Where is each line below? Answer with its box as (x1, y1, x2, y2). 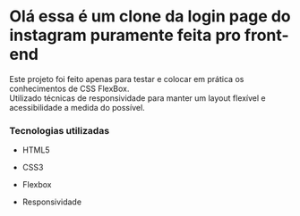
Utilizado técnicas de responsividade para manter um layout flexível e (9, 92, 266, 104)
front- (244, 25, 289, 46)
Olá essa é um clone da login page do (9, 6, 291, 27)
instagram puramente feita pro (9, 25, 242, 46)
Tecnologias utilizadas (9, 124, 110, 137)
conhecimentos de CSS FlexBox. (9, 83, 130, 94)
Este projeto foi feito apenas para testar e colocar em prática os (9, 73, 244, 84)
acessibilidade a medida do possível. (9, 102, 145, 112)
